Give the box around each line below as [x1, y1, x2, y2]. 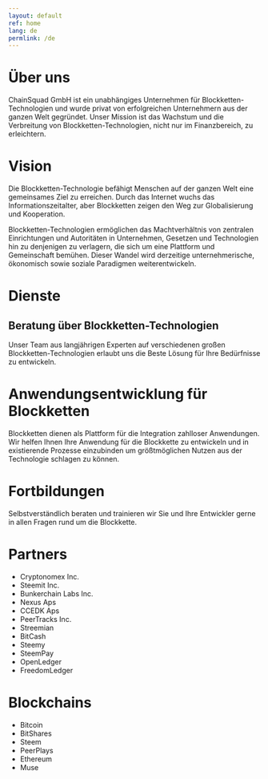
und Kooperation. [8, 209, 66, 219]
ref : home [8, 19, 42, 27]
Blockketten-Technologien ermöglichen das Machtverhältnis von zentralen [8, 225, 254, 235]
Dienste [8, 287, 62, 305]
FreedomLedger [19, 665, 74, 675]
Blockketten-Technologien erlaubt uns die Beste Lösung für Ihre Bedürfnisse [8, 349, 261, 358]
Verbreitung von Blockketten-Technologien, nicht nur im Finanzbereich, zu [8, 121, 254, 131]
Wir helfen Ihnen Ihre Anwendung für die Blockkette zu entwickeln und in [8, 438, 250, 447]
